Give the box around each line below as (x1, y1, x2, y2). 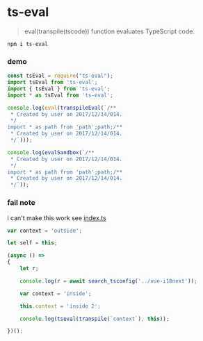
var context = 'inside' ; (19, 290, 92, 297)
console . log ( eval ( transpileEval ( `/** (7, 104, 117, 111)
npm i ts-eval (7, 40, 49, 47)
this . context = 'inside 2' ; (19, 303, 101, 310)
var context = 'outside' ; (7, 227, 82, 234)
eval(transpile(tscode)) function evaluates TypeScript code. (24, 27, 195, 35)
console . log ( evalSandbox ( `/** (7, 149, 95, 156)
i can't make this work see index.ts (7, 213, 106, 222)
